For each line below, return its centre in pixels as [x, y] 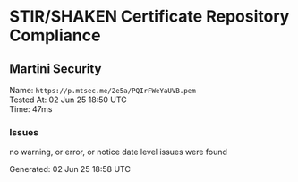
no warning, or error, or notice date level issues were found [119, 152]
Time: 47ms [31, 109]
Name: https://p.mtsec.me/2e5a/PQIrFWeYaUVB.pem [103, 90]
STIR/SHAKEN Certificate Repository [149, 17]
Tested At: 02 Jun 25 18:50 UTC [68, 100]
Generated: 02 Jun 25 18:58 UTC [70, 169]
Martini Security [55, 69]
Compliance [55, 35]
